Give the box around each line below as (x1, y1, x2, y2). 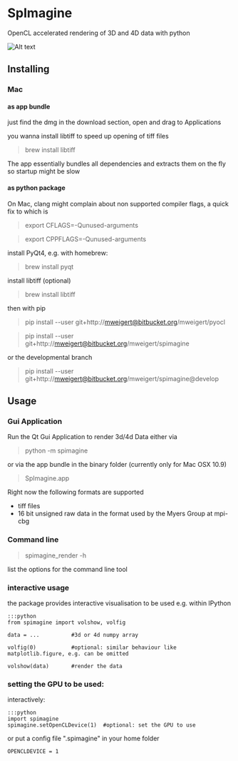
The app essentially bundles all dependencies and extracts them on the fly (7, 159, 227, 168)
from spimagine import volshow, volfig (7, 619, 126, 626)
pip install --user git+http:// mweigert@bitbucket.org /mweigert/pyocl (24, 318, 226, 326)
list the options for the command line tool (7, 565, 128, 573)
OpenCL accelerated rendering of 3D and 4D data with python (7, 29, 190, 37)
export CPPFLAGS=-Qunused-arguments (24, 234, 147, 243)
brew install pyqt (24, 262, 74, 271)
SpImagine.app (24, 474, 70, 483)
